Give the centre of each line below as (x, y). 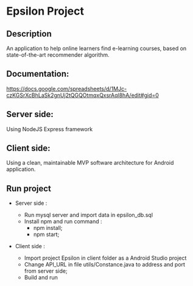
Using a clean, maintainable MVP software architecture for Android (90, 163)
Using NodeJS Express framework (50, 129)
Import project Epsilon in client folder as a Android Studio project (105, 258)
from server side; (46, 271)
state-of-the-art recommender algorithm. (58, 55)
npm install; (48, 228)
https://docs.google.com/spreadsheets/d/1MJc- (67, 88)
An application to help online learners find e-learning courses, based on (96, 48)
